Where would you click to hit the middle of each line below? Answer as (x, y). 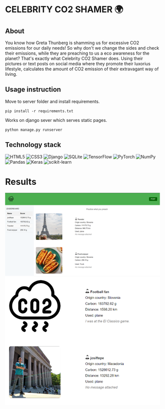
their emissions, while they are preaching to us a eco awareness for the (77, 53)
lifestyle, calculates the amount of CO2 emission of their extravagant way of (82, 69)
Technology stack (33, 145)
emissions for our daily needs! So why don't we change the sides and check (82, 48)
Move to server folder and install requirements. (52, 101)
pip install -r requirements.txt (39, 111)
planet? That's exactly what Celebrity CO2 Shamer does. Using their (74, 58)
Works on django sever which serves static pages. (56, 120)
